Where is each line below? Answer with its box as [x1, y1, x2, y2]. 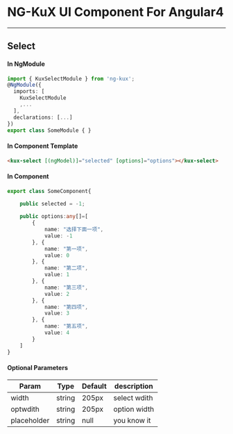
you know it [113, 415, 151, 425]
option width [113, 404, 155, 414]
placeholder [10, 415, 50, 425]
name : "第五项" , [44, 323, 89, 330]
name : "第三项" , [44, 284, 89, 291]
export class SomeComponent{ [7, 187, 92, 194]
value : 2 [44, 290, 70, 297]
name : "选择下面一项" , [44, 226, 104, 233]
